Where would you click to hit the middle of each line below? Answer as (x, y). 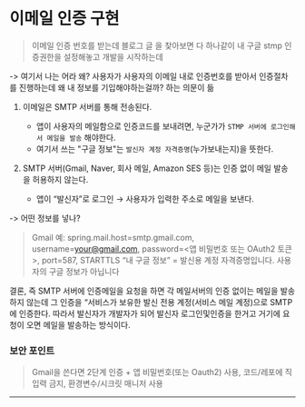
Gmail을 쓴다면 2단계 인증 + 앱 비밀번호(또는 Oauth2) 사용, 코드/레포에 (157, 372)
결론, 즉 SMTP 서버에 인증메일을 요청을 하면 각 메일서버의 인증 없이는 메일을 (144, 291)
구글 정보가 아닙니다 (84, 271)
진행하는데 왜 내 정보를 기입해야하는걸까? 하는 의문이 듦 (117, 87)
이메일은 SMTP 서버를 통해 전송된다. (87, 106)
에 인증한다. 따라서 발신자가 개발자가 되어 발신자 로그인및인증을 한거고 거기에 (145, 313)
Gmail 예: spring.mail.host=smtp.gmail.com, (113, 237)
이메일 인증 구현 (64, 19)
